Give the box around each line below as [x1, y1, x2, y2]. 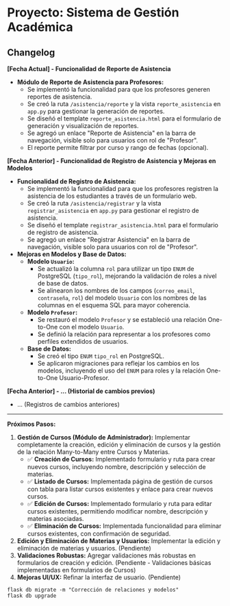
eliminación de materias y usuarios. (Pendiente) [16, 544, 152, 552]
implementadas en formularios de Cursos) [16, 566, 136, 574]
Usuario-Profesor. [59, 374, 110, 381]
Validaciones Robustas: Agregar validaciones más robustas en [16, 551, 196, 559]
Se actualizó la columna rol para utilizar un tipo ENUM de [37, 265, 194, 273]
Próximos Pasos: [7, 420, 56, 428]
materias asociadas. [27, 515, 84, 522]
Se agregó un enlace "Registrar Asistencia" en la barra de [27, 236, 190, 244]
